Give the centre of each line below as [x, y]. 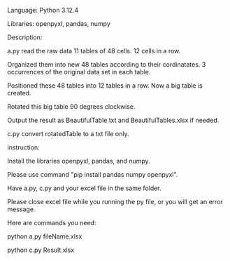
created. [19, 93]
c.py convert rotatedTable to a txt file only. [68, 134]
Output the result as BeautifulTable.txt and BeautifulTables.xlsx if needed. [113, 120]
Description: [25, 37]
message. [21, 209]
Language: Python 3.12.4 [43, 10]
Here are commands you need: [52, 223]
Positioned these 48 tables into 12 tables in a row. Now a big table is [105, 86]
